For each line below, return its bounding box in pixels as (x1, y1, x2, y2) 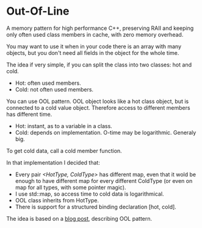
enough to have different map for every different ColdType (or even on (15, 177, 193, 184)
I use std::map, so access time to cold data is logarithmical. (15, 190, 164, 198)
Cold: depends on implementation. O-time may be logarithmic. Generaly (15, 129, 197, 136)
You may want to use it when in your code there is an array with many (6, 43, 182, 50)
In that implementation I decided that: (6, 159, 101, 166)
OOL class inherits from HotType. (15, 196, 99, 204)
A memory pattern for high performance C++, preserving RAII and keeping (6, 24, 194, 32)
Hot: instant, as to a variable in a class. (15, 122, 113, 129)
